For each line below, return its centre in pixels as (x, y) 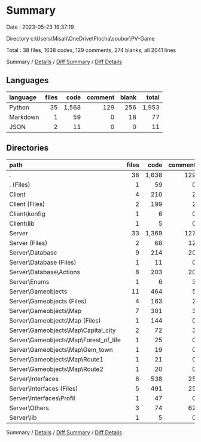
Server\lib (23, 418)
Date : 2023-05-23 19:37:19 (40, 27)
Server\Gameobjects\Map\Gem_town (61, 349)
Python (19, 107)
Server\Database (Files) (43, 262)
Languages (28, 80)
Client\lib (22, 223)
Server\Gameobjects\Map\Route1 (56, 359)
